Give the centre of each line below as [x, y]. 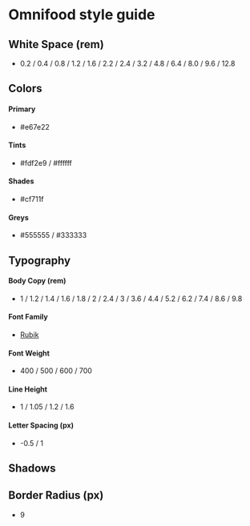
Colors [25, 88]
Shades [21, 181]
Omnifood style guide [82, 15]
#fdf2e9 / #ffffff [46, 163]
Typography [39, 261]
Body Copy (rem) [37, 281]
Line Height [28, 389]
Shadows [32, 468]
